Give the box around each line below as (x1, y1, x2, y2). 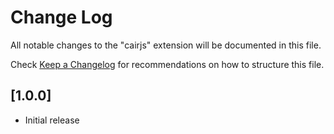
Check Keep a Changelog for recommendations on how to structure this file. (10, 58, 325, 70)
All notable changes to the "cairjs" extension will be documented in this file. (10, 39, 322, 51)
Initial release (24, 114, 80, 126)
